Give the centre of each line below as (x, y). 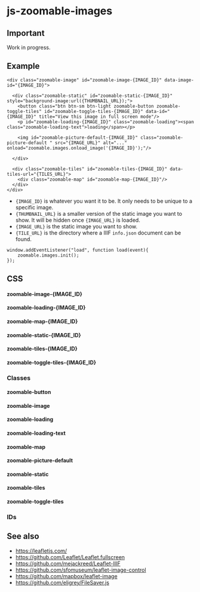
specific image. (34, 207)
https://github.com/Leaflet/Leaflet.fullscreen (70, 557)
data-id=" (158, 111)
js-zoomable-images (60, 11)
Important (26, 33)
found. (24, 239)
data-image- (179, 80)
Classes (19, 378)
